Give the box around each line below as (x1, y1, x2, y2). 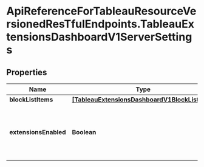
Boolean (72, 128, 97, 136)
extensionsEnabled (9, 128, 66, 136)
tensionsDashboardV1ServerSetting (6, 30, 192, 44)
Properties (6, 67, 47, 77)
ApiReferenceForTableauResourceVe (6, 4, 197, 18)
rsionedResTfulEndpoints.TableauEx (6, 17, 194, 31)
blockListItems (9, 95, 53, 104)
